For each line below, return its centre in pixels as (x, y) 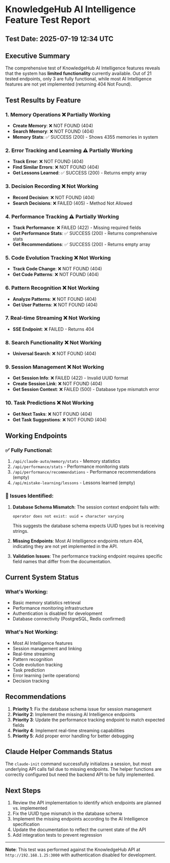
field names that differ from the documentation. (62, 561)
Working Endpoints (36, 436)
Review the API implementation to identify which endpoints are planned (87, 803)
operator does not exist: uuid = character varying (68, 516)
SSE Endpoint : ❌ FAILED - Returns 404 (53, 329)
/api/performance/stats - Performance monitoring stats (71, 466)
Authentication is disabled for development (57, 613)
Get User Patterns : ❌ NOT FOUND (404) (55, 304)
